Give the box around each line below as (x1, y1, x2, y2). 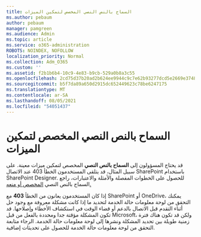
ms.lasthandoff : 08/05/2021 (6, 98, 77, 104)
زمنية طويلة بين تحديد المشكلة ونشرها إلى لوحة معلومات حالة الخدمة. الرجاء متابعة (6, 218, 190, 225)
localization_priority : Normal (6, 53, 84, 59)
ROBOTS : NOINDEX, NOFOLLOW (6, 48, 74, 54)
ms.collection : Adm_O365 (6, 59, 68, 65)
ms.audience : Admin (6, 31, 55, 37)
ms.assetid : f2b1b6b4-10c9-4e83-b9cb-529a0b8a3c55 (6, 70, 135, 76)
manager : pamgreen (6, 25, 52, 32)
